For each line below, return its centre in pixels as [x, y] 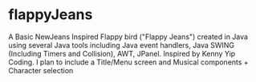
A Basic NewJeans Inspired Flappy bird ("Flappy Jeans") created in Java [128, 37]
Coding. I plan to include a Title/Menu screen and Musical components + [128, 62]
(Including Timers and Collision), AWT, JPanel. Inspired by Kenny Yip [122, 53]
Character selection [41, 70]
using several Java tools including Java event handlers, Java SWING [122, 45]
